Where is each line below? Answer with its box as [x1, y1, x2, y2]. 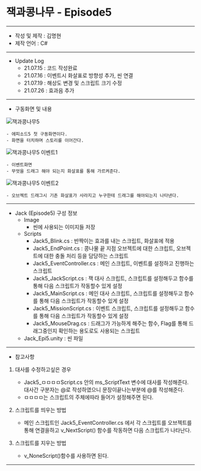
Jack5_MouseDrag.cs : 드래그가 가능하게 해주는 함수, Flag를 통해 [32, 319, 188, 327]
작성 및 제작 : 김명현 [14, 32, 62, 39]
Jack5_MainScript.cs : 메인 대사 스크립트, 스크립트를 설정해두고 [32, 289, 184, 297]
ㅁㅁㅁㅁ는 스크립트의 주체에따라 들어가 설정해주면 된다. [23, 394, 154, 401]
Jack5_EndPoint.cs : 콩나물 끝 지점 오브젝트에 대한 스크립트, [32, 244, 175, 252]
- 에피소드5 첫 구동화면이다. [6, 131, 68, 137]
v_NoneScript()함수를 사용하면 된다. [23, 452, 109, 459]
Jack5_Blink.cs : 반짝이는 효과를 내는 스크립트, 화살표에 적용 [32, 237, 175, 244]
